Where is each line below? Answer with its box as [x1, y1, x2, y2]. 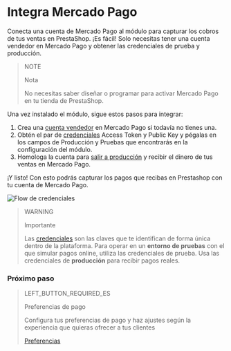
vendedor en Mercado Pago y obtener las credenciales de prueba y [7, 41, 201, 50]
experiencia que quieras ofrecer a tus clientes [24, 323, 156, 332]
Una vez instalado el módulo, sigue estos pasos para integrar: [7, 110, 183, 118]
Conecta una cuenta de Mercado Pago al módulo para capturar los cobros [7, 27, 219, 35]
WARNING [24, 207, 54, 216]
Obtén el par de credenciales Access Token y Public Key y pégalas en [17, 131, 216, 139]
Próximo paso [7, 274, 55, 283]
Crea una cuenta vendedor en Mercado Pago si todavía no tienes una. [17, 123, 217, 131]
